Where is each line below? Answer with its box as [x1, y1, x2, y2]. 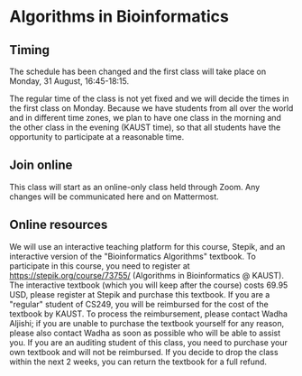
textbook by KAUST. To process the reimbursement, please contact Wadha [9, 308, 288, 319]
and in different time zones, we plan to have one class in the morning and [9, 113, 282, 123]
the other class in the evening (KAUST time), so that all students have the [9, 122, 281, 133]
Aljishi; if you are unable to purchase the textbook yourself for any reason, [9, 317, 285, 328]
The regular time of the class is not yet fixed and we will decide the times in [9, 93, 290, 104]
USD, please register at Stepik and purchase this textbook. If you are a [9, 289, 270, 299]
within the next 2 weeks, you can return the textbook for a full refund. [9, 356, 268, 367]
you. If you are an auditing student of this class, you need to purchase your [9, 336, 288, 348]
